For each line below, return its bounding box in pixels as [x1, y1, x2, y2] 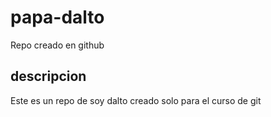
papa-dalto [10, 6, 105, 29]
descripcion [10, 68, 87, 85]
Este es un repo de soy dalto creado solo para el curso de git [10, 94, 262, 106]
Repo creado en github [10, 39, 105, 51]
